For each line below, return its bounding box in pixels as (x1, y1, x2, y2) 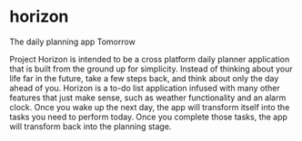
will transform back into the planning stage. (9, 120, 172, 132)
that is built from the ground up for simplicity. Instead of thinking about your (9, 63, 293, 74)
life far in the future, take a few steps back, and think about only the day (9, 72, 279, 83)
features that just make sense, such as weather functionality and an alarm (9, 92, 287, 103)
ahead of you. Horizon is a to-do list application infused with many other (9, 82, 280, 93)
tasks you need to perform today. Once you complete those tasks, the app (9, 111, 288, 122)
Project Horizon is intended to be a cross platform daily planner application (9, 53, 290, 64)
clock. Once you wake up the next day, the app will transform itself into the (9, 101, 290, 112)
